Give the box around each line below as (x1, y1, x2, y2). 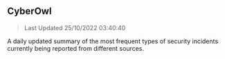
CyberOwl (7, 5, 52, 17)
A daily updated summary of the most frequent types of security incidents (7, 37, 219, 45)
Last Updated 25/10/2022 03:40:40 (24, 23, 126, 32)
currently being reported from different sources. (7, 44, 144, 52)
